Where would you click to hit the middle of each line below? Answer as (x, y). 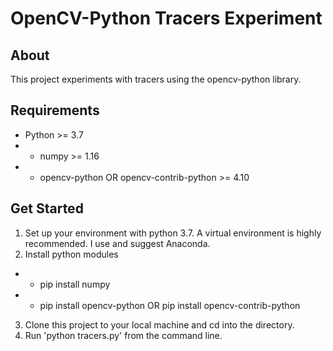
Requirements (55, 110)
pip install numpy (75, 284)
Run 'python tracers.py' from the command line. (123, 335)
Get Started (47, 208)
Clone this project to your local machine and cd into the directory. (159, 324)
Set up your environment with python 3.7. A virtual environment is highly (173, 233)
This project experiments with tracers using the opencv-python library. (156, 79)
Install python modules (71, 254)
